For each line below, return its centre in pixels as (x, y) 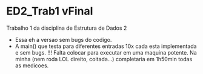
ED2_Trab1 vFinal (50, 11)
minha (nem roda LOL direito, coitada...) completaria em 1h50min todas (104, 59)
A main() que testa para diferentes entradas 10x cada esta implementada (106, 46)
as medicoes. (32, 66)
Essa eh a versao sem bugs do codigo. (63, 39)
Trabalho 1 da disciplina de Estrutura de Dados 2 (67, 28)
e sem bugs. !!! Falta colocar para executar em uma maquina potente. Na (106, 52)
